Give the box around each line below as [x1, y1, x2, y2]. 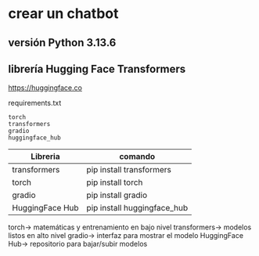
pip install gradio [86, 189, 148, 200]
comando [119, 151, 156, 162]
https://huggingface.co [8, 83, 82, 92]
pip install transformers [86, 164, 172, 175]
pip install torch [86, 177, 143, 188]
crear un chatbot [8, 5, 119, 23]
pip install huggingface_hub [86, 203, 189, 214]
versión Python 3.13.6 [8, 36, 117, 49]
